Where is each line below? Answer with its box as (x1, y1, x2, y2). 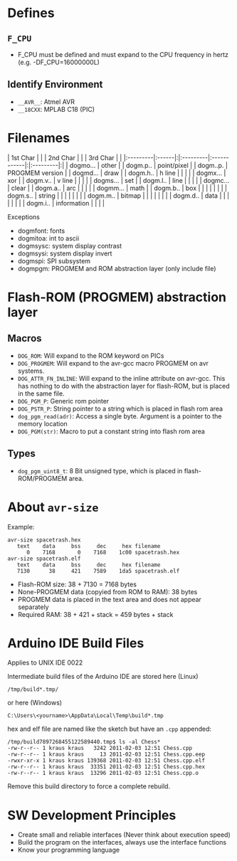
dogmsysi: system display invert (17, 249, 112, 258)
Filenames (7, 130, 70, 146)
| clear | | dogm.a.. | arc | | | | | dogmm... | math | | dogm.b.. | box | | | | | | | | (7, 184, 228, 192)
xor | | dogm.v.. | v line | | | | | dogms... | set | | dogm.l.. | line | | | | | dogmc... (7, 176, 230, 184)
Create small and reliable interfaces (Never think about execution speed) (17, 830, 231, 839)
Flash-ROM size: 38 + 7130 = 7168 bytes (17, 580, 137, 588)
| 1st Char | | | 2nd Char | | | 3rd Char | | (7, 153, 122, 162)
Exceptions (7, 212, 41, 221)
